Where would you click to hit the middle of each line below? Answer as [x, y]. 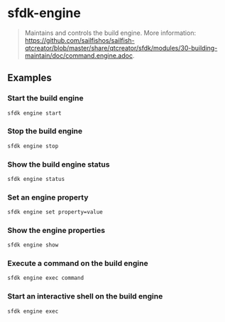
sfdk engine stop [33, 146]
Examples [29, 78]
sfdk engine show [33, 245]
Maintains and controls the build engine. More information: [110, 33]
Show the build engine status [59, 164]
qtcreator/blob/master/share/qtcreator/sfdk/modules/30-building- [121, 48]
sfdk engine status [36, 179]
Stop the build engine [45, 131]
